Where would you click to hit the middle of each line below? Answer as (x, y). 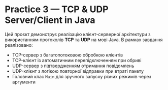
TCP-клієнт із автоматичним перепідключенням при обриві (77, 60)
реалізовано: (19, 45)
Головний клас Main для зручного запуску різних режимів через (82, 76)
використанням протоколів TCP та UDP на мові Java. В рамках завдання (84, 40)
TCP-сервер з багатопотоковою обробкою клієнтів (68, 55)
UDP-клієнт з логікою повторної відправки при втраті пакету (78, 71)
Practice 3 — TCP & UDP (57, 9)
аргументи (24, 82)
